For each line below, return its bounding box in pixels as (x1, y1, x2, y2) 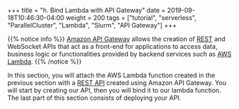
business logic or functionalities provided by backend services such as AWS (7, 50, 232, 58)
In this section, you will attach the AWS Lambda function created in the (7, 71, 215, 79)
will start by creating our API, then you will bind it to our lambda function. (7, 86, 221, 94)
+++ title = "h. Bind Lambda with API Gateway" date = (7, 6, 166, 14)
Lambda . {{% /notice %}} (7, 57, 82, 66)
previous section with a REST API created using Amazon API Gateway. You (7, 79, 227, 87)
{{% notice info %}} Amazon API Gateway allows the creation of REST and (7, 35, 226, 43)
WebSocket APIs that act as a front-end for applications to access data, (7, 42, 218, 50)
